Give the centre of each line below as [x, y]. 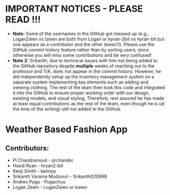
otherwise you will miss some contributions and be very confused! [82, 55]
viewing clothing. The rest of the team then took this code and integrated [89, 87]
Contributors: [27, 148]
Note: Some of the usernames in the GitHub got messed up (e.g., [81, 33]
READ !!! [23, 19]
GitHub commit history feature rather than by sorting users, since [81, 50]
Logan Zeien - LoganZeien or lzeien [50, 187]
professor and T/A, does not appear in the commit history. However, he [87, 71]
